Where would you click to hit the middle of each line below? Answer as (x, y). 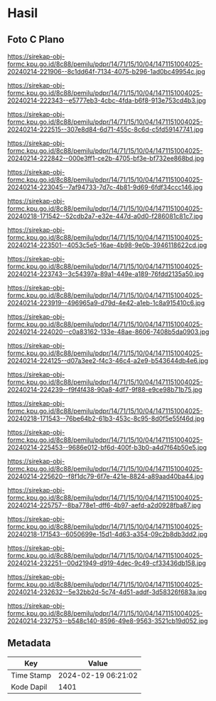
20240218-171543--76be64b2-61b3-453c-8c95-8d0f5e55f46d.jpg (106, 418)
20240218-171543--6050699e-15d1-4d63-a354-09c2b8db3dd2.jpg (108, 534)
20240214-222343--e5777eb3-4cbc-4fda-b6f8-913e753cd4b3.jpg (107, 100)
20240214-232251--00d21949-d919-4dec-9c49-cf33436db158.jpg (107, 563)
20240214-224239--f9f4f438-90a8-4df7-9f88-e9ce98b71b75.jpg (105, 390)
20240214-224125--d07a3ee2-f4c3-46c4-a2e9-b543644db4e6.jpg (108, 360)
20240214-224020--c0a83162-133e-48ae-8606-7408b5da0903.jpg (108, 332)
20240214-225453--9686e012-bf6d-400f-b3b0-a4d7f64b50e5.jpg (107, 447)
